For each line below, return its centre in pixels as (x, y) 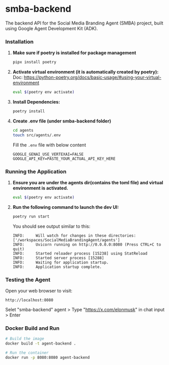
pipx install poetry (34, 62)
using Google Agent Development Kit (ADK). (52, 28)
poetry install (29, 111)
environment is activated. (40, 188)
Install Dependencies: (36, 102)
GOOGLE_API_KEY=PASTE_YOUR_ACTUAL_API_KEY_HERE (64, 159)
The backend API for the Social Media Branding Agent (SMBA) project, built (84, 23)
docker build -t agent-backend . (41, 344)
